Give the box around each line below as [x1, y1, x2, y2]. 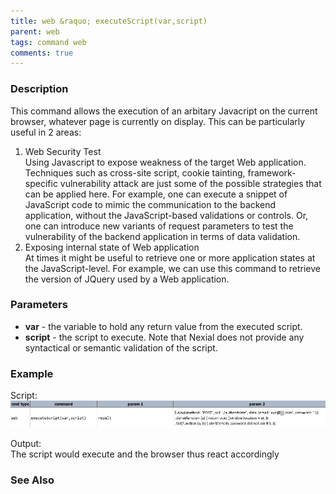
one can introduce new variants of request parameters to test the [24, 220, 294, 232]
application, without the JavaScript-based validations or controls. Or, [24, 209, 309, 221]
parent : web [10, 26, 60, 37]
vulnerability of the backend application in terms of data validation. [24, 230, 301, 242]
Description [10, 82, 69, 96]
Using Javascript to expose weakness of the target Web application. [24, 156, 307, 168]
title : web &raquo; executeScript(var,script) [10, 16, 208, 26]
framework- [247, 166, 297, 179]
